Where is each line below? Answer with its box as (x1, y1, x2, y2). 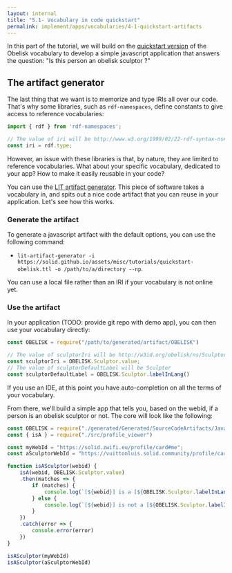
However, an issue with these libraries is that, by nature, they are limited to (7, 154, 219, 163)
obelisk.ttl (17, 266, 52, 273)
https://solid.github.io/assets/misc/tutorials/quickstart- (17, 259, 194, 266)
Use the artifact (7, 302, 61, 312)
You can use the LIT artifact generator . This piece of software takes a (7, 183, 204, 191)
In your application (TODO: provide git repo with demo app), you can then (7, 318, 216, 327)
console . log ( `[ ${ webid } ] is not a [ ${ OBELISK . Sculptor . (43, 501, 209, 509)
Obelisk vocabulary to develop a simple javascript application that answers (7, 49, 220, 57)
